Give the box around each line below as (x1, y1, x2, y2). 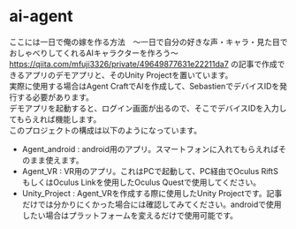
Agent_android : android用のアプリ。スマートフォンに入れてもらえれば (21, 143, 279, 154)
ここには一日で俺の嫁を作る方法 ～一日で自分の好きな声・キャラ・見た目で (9, 36, 288, 47)
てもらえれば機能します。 (9, 113, 102, 125)
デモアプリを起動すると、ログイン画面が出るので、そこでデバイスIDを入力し (9, 103, 287, 113)
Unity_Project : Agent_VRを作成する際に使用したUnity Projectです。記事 (21, 187, 283, 198)
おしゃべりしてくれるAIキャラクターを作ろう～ (9, 47, 179, 58)
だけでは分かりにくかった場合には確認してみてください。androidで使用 (21, 199, 282, 210)
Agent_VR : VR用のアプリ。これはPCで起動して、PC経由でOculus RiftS (21, 165, 278, 176)
